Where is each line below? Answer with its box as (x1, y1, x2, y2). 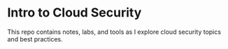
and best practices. (7, 35, 63, 43)
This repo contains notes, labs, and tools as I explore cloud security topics (7, 28, 222, 36)
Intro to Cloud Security (7, 5, 142, 21)
